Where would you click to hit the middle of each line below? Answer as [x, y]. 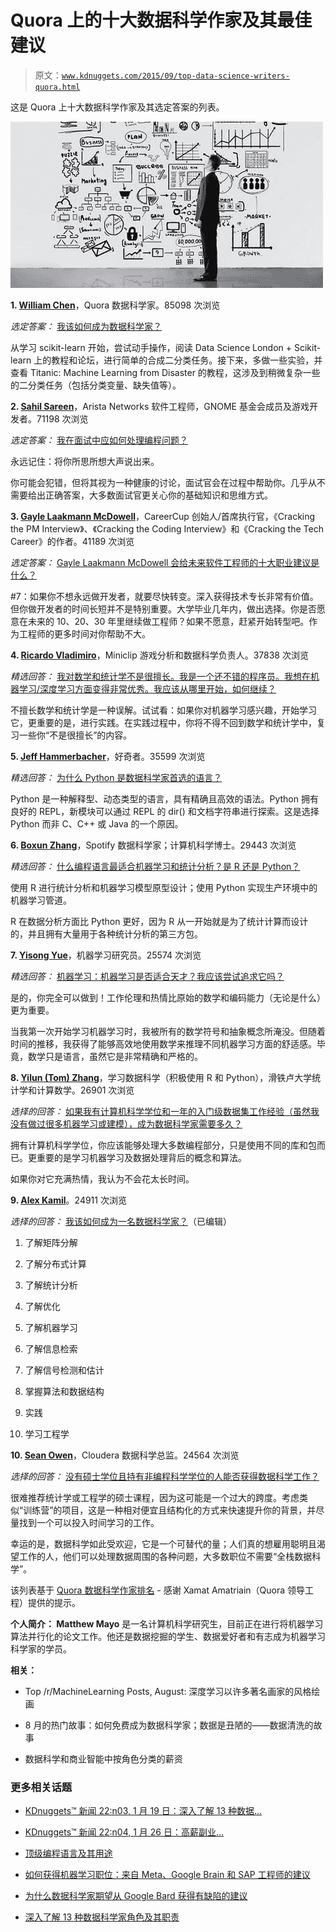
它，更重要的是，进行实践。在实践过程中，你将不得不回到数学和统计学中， [163, 722]
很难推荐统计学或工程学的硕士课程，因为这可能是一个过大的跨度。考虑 [155, 1497]
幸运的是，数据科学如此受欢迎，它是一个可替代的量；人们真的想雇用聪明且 [163, 1543]
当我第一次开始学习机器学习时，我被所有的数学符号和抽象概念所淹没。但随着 [168, 1031]
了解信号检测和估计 [64, 1370]
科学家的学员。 [41, 1648]
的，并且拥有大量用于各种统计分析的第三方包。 [106, 933]
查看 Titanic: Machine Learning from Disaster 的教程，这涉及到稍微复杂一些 [165, 372]
